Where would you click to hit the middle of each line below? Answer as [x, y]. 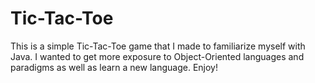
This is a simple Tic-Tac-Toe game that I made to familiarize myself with [158, 46]
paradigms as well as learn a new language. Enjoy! [114, 67]
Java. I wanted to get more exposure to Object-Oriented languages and [157, 56]
